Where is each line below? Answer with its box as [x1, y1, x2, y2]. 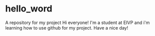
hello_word [5, 3, 53, 14]
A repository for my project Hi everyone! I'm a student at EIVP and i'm [5, 19, 150, 25]
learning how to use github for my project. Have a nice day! [5, 24, 129, 30]
